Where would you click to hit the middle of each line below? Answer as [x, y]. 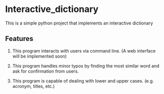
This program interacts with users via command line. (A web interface [84, 50]
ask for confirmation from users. [45, 71]
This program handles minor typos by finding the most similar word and [86, 65]
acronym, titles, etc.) [33, 86]
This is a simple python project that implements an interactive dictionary [79, 23]
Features [19, 39]
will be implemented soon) [40, 56]
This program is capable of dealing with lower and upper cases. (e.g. [83, 80]
